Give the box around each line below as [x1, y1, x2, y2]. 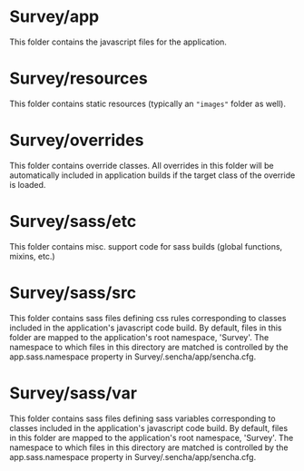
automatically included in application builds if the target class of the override [9, 170, 296, 181]
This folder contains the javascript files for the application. [9, 36, 227, 47]
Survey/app [9, 6, 100, 27]
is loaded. [9, 179, 46, 190]
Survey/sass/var [9, 383, 138, 403]
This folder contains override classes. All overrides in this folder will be [9, 160, 274, 171]
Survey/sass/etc [9, 211, 137, 231]
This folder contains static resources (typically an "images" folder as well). [9, 98, 287, 109]
